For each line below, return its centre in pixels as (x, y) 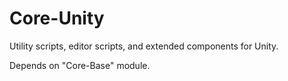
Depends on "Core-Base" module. (80, 65)
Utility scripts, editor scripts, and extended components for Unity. (144, 46)
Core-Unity (57, 18)
